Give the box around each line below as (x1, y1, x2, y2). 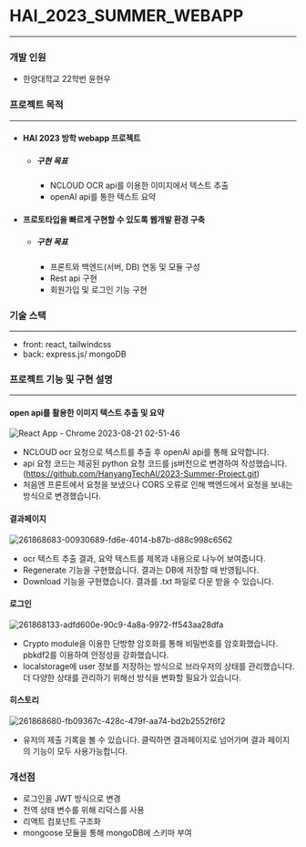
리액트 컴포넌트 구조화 (22, 816, 102, 827)
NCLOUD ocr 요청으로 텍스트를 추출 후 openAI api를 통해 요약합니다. (22, 447, 270, 458)
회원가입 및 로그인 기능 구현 (49, 284, 148, 294)
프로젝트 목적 (9, 98, 64, 111)
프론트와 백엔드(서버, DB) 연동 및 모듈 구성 (49, 261, 200, 272)
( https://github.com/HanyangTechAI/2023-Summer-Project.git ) (22, 469, 260, 480)
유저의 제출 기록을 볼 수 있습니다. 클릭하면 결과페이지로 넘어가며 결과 (22, 735, 266, 746)
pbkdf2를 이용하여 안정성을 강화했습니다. (22, 649, 169, 660)
